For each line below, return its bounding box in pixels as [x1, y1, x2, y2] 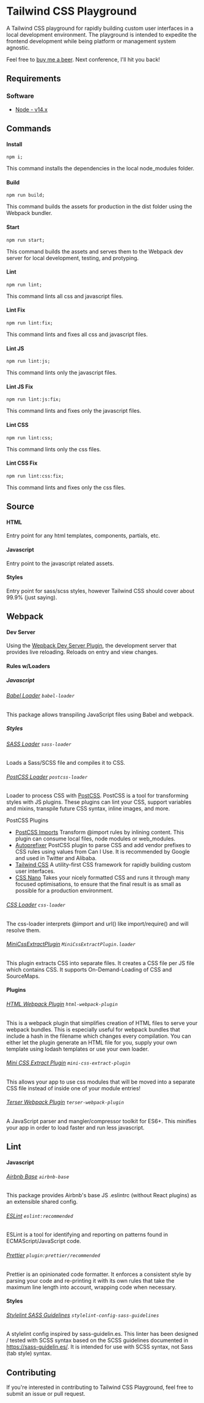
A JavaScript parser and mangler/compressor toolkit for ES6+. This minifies [6, 1118, 197, 1124]
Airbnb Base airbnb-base [6, 1173, 69, 1180]
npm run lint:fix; [6, 320, 53, 326]
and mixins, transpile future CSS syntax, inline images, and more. [6, 805, 170, 812]
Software [6, 92, 35, 100]
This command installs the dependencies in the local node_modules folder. [6, 165, 194, 172]
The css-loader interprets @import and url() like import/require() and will [6, 920, 189, 927]
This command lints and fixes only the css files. [6, 484, 126, 491]
